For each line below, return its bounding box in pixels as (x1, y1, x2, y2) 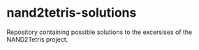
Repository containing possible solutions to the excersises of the (6, 28, 193, 36)
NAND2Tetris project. (6, 35, 68, 43)
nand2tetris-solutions (6, 5, 137, 21)
